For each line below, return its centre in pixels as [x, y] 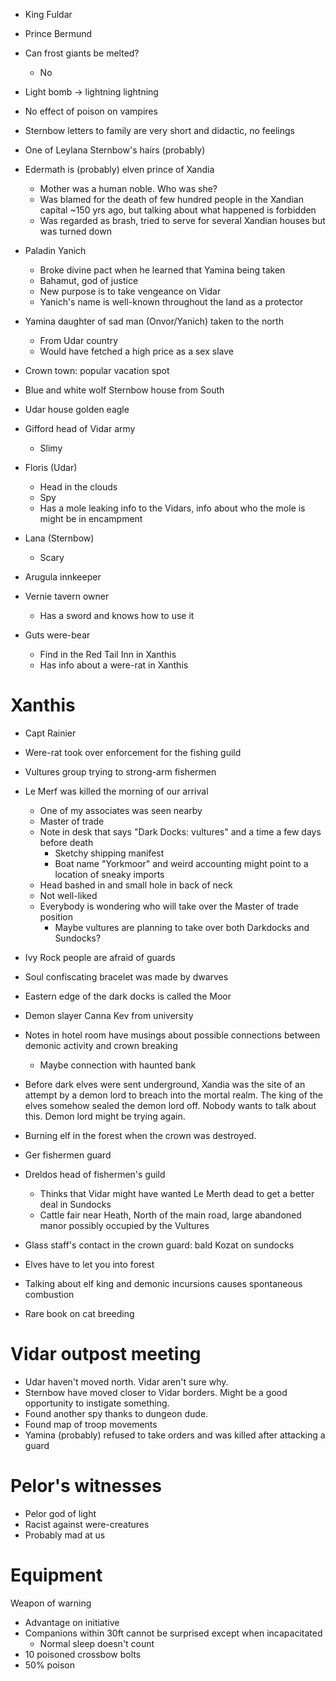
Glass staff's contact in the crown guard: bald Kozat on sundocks [159, 1245]
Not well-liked [68, 895]
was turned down [75, 231]
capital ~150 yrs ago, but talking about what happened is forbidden [178, 210]
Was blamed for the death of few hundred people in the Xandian [171, 199]
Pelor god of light [60, 1513]
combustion [49, 1294]
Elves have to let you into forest [89, 1264]
